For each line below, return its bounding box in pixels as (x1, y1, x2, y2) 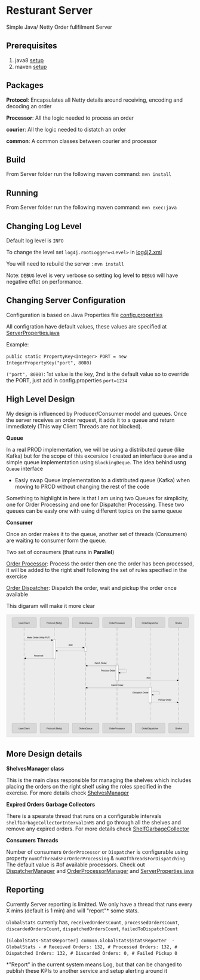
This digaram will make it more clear (6, 602, 96, 609)
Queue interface (6, 465, 44, 472)
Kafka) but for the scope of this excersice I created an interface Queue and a (6, 452, 192, 459)
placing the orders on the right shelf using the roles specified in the (6, 783, 172, 790)
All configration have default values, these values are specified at (6, 322, 167, 330)
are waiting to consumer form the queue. (6, 537, 107, 544)
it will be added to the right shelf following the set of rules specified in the (6, 566, 187, 573)
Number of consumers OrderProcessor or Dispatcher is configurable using (6, 848, 189, 856)
